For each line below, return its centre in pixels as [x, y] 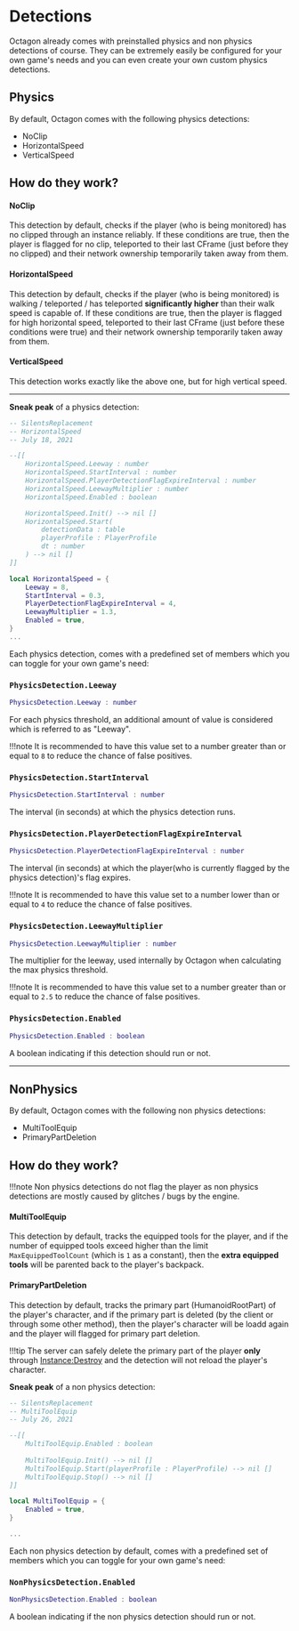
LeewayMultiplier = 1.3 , [71, 612]
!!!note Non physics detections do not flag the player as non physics [134, 1187]
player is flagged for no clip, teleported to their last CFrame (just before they [149, 244]
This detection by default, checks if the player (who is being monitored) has [148, 225]
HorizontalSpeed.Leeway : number [87, 464]
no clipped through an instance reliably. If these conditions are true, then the [149, 235]
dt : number [64, 546]
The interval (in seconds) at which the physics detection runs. [122, 812]
